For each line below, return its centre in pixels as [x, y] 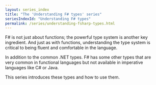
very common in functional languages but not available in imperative [74, 62]
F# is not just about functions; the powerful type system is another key [77, 37]
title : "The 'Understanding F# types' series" [53, 14]
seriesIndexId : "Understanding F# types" [48, 19]
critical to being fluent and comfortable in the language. [61, 48]
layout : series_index [27, 10]
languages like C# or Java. [32, 68]
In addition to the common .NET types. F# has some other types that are [78, 57]
